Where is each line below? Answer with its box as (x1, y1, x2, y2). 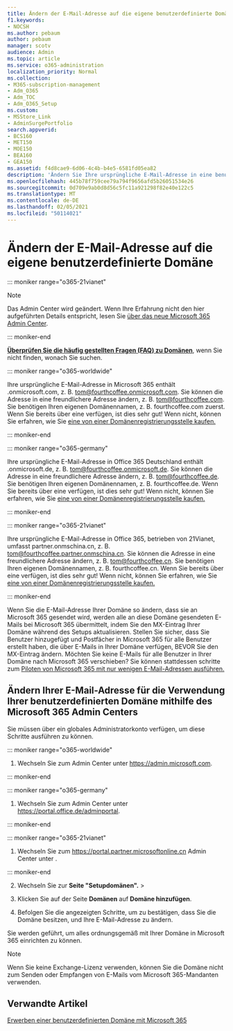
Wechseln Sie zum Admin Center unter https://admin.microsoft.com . (17, 759, 213, 767)
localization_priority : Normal (7, 68, 98, 75)
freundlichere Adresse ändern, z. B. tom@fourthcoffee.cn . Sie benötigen (7, 556, 215, 565)
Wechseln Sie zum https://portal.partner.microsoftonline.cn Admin (17, 847, 207, 855)
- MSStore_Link (7, 113, 51, 120)
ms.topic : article (7, 55, 60, 62)
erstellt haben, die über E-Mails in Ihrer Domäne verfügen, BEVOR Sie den (7, 642, 218, 650)
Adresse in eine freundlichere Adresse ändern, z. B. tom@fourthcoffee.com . (7, 395, 225, 403)
